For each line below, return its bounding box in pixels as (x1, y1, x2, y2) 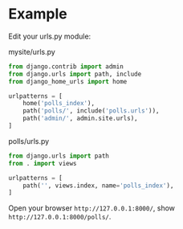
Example (8, 5, 67, 23)
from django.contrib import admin (8, 62, 124, 71)
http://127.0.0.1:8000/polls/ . (8, 212, 112, 222)
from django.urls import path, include (8, 70, 142, 78)
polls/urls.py (8, 136, 50, 145)
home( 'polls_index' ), (22, 100, 95, 108)
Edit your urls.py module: (8, 31, 91, 41)
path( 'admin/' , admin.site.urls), (22, 114, 138, 123)
